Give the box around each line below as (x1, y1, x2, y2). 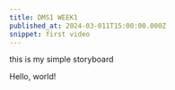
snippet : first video (9, 29, 91, 38)
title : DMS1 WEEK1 (9, 12, 78, 22)
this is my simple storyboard (9, 54, 114, 65)
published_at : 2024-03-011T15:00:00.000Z (9, 21, 167, 30)
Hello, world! (9, 71, 57, 82)
